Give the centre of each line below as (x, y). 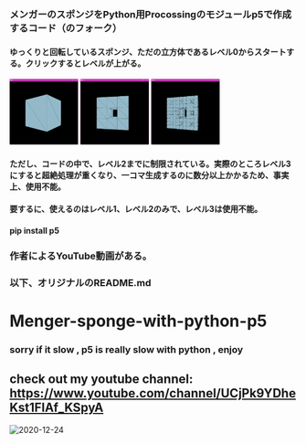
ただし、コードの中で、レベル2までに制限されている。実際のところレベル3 (150, 164)
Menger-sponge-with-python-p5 (138, 321)
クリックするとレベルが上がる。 (85, 63)
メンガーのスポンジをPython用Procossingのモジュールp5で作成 (151, 14)
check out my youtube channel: (101, 380)
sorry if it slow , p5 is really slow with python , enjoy (127, 349)
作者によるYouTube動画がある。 (81, 256)
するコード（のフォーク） (66, 27)
